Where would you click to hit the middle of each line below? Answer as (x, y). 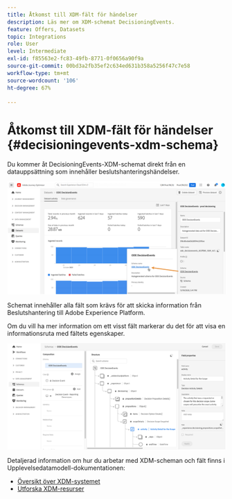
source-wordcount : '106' (43, 81)
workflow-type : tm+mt (38, 73)
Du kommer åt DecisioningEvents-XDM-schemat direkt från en (96, 164)
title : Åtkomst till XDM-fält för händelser (72, 15)
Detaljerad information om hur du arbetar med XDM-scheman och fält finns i (116, 460)
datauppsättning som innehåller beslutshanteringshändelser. (93, 172)
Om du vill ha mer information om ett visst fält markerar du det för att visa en (116, 326)
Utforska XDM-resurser (51, 489)
